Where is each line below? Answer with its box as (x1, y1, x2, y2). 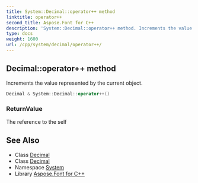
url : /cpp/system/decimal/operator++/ (6, 42, 102, 48)
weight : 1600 (6, 36, 39, 42)
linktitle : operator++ (6, 14, 62, 20)
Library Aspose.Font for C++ (14, 170, 85, 177)
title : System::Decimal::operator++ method (6, 8, 116, 15)
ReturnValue (6, 105, 43, 113)
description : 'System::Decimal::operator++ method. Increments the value (6, 25, 193, 31)
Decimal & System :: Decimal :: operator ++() (6, 91, 110, 97)
